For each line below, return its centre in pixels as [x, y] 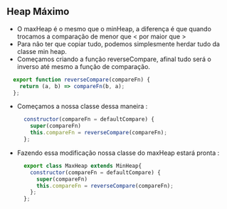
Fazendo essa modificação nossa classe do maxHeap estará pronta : [118, 153]
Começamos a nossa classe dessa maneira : [82, 107]
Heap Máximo [38, 12]
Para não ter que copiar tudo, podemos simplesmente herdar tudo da [118, 44]
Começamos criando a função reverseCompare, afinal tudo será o [114, 59]
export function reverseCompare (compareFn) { [82, 80]
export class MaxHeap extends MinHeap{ [83, 166]
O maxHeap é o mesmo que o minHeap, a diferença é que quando [114, 28]
